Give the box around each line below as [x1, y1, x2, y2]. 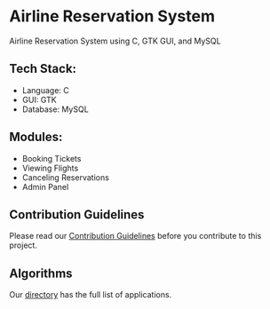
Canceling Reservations [21, 171, 109, 183]
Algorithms [9, 265, 73, 281]
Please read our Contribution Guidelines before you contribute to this [9, 231, 262, 242]
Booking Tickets [21, 153, 82, 163]
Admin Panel [21, 181, 69, 192]
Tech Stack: [9, 61, 77, 76]
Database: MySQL [21, 104, 89, 115]
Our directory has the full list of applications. [9, 289, 172, 300]
